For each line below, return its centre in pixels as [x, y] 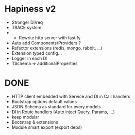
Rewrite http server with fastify [50, 38]
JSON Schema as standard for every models [56, 106]
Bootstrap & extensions [35, 122]
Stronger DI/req [27, 22]
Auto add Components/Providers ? [46, 43]
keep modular [25, 117]
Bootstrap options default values [44, 101]
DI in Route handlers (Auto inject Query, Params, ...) [63, 112]
